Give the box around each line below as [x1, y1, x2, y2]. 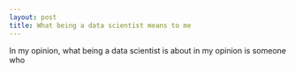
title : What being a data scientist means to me [9, 21, 192, 30]
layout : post [9, 12, 57, 22]
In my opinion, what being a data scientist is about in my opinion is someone [9, 45, 287, 55]
